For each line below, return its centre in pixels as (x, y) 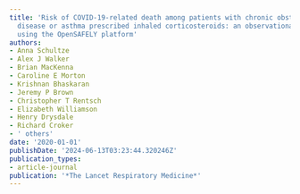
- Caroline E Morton (48, 76)
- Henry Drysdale (42, 117)
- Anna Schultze (39, 51)
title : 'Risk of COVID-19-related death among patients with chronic (142, 17)
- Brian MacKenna (42, 68)
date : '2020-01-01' (46, 142)
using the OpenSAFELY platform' (78, 34)
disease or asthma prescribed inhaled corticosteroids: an (129, 26)
